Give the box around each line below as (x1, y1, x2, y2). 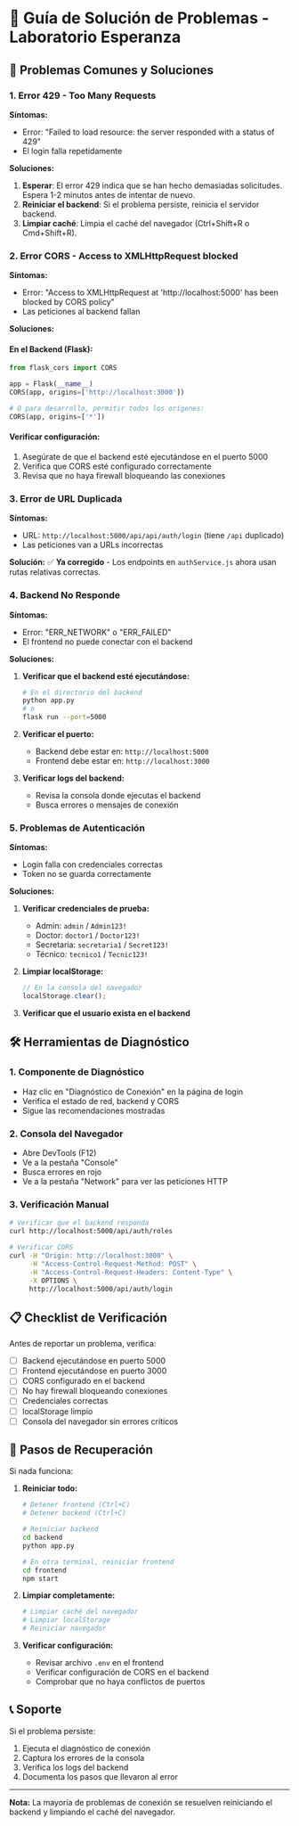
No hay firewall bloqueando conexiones (21, 1386, 168, 1396)
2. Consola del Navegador (9, 1127, 124, 1140)
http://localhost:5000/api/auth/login (28, 1284, 174, 1293)
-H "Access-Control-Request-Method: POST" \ (28, 1259, 198, 1268)
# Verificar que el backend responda (9, 1218, 149, 1228)
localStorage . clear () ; (21, 992, 107, 1001)
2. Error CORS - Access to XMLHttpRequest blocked (9, 250, 238, 262)
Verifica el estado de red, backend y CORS (21, 1095, 180, 1106)
